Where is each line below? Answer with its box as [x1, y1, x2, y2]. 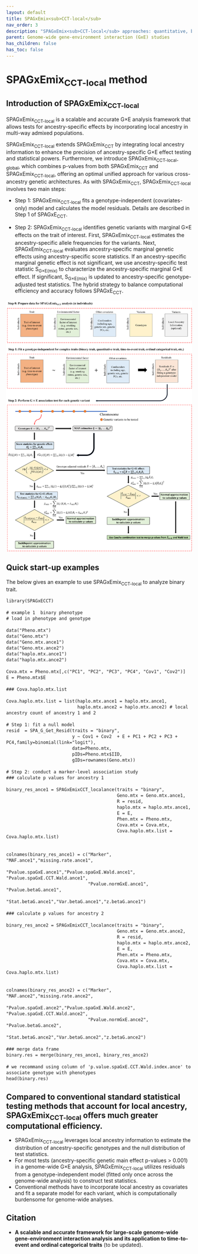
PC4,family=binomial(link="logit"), [6, 740, 96, 746]
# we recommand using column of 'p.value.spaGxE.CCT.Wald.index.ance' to [6, 1064, 192, 1070]
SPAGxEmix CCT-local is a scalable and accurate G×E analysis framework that [6, 116, 191, 124]
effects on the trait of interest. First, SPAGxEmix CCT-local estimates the [14, 231, 184, 240]
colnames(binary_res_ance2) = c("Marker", [6, 987, 112, 993]
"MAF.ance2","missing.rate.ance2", [6, 993, 94, 999]
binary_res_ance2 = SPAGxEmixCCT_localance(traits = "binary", [6, 923, 165, 928]
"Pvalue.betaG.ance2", [6, 1023, 62, 1029]
